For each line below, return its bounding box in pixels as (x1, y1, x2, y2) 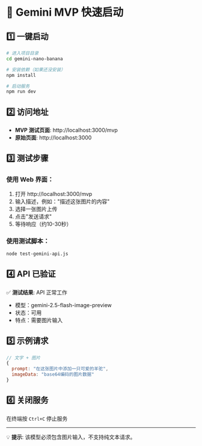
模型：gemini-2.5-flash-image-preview (14, 301, 112, 308)
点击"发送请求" (14, 213, 52, 220)
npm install (6, 72, 36, 78)
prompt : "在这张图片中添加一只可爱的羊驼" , (11, 366, 109, 372)
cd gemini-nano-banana (6, 55, 63, 62)
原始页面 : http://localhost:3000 (14, 134, 92, 141)
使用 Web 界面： (6, 176, 54, 184)
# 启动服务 (6, 83, 30, 89)
